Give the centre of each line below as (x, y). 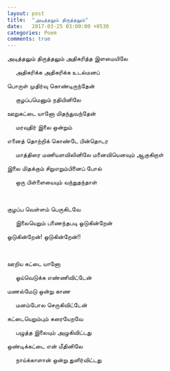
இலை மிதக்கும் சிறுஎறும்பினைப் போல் (55, 168)
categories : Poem (32, 33)
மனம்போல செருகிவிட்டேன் (51, 305)
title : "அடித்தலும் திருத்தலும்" (48, 20)
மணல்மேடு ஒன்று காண (39, 291)
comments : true (29, 39)
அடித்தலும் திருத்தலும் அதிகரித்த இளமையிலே (68, 58)
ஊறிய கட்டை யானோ (34, 264)
